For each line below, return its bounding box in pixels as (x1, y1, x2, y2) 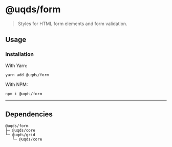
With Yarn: (5, 62, 28, 69)
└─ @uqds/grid (5, 132, 36, 138)
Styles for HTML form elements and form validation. (17, 20, 127, 27)
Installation (5, 51, 34, 58)
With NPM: (5, 81, 28, 88)
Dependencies (5, 110, 53, 119)
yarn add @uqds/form (5, 72, 50, 77)
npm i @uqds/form (5, 91, 42, 96)
